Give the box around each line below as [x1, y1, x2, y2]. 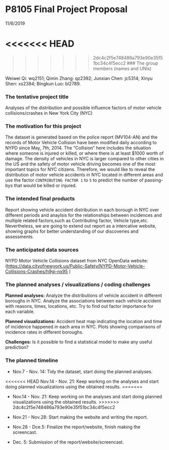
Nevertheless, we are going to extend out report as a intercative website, [5, 222, 157, 229]
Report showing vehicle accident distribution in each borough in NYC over [5, 206, 159, 213]
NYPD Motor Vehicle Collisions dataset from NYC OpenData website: [5, 258, 149, 264]
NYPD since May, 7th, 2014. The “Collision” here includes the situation [5, 145, 151, 151]
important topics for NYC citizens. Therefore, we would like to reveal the [5, 166, 155, 172]
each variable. [5, 308, 35, 314]
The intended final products [5, 195, 75, 202]
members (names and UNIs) [93, 65, 152, 71]
